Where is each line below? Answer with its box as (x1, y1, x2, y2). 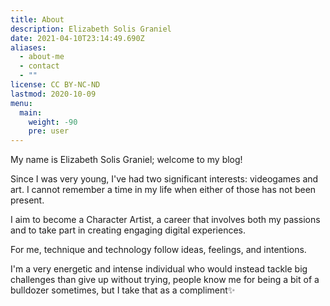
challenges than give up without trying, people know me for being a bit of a (10, 274, 320, 286)
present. (10, 194, 45, 206)
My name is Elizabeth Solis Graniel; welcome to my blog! (10, 154, 243, 166)
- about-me (19, 52, 65, 62)
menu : (10, 98, 33, 108)
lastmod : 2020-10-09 (10, 89, 97, 99)
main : (19, 107, 43, 118)
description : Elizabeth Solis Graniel (10, 24, 172, 34)
